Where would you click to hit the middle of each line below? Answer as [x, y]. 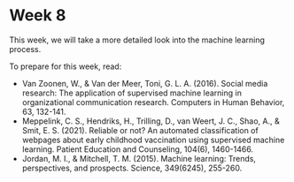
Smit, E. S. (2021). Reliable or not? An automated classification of [140, 130]
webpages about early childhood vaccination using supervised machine [153, 140]
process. [25, 49]
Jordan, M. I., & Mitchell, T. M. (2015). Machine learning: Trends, [139, 158]
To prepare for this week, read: [66, 66]
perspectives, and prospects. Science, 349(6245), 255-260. [132, 168]
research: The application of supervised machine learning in [132, 93]
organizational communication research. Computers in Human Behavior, [153, 102]
